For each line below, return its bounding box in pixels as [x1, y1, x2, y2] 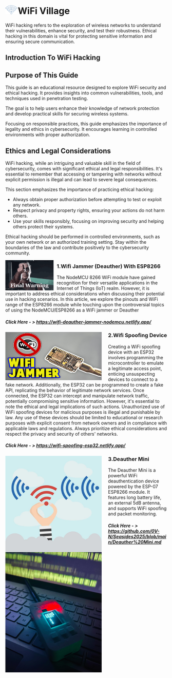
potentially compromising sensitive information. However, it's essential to [5, 398, 160, 404]
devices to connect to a [108, 376, 158, 382]
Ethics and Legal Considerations [5, 146, 111, 155]
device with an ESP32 [108, 349, 155, 355]
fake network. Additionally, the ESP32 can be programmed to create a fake [5, 381, 163, 388]
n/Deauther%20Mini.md [108, 539, 162, 545]
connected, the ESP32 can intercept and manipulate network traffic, [5, 393, 149, 399]
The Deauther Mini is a [108, 467, 156, 473]
